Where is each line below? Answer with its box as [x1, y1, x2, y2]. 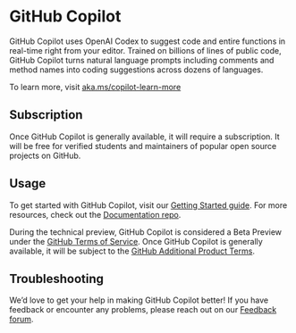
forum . [9, 314, 34, 325]
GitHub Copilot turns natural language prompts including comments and [9, 54, 275, 65]
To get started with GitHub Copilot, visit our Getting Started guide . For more [9, 199, 288, 211]
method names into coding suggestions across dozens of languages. [9, 64, 264, 75]
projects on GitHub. [9, 150, 81, 161]
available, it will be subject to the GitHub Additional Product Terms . [9, 246, 255, 256]
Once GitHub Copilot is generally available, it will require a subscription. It [9, 131, 280, 142]
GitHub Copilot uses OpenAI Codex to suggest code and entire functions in [9, 36, 286, 46]
